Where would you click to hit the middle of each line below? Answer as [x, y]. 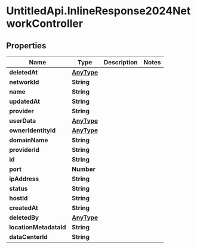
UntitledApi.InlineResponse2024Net [98, 11]
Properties [26, 46]
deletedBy [24, 217]
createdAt [24, 208]
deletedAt [24, 72]
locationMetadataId [38, 227]
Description [121, 62]
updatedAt [25, 101]
